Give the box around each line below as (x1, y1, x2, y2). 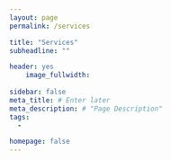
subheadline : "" (9, 46, 70, 55)
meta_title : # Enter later (9, 95, 111, 104)
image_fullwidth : (25, 71, 91, 80)
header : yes (9, 62, 54, 72)
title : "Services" (9, 38, 78, 47)
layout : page (9, 13, 58, 22)
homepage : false (9, 137, 70, 147)
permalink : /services (9, 22, 91, 31)
